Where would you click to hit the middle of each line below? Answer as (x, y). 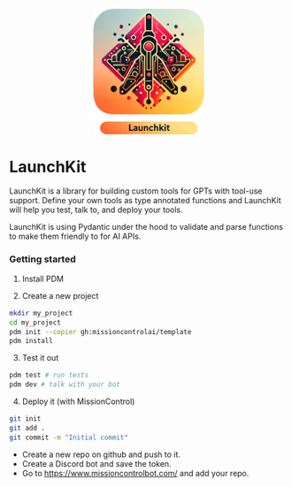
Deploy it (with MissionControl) (78, 401)
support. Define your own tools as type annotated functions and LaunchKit (145, 201)
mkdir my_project (41, 313)
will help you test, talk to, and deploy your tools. (96, 210)
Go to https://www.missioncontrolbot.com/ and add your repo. (135, 473)
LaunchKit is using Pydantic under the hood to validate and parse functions (146, 227)
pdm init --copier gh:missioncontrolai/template (100, 331)
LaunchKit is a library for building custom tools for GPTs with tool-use (136, 191)
